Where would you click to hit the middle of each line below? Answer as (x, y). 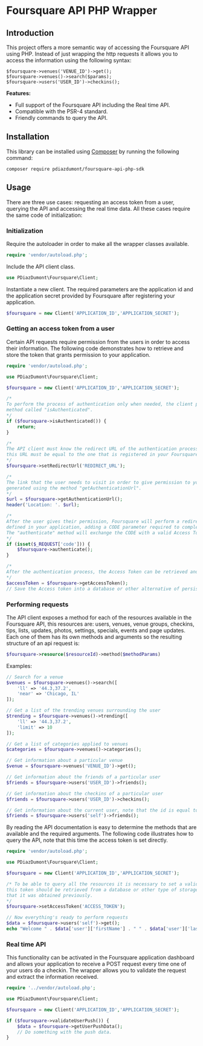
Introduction (30, 33)
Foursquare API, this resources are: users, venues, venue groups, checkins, (100, 624)
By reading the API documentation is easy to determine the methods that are (101, 827)
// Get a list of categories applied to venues (67, 744)
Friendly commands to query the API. (61, 118)
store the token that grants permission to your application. (79, 354)
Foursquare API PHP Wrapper (82, 11)
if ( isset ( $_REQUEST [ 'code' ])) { (48, 544)
